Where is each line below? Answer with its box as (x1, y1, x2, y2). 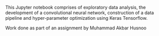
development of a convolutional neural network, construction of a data (5, 10, 154, 16)
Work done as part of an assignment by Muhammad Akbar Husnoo (5, 25, 147, 31)
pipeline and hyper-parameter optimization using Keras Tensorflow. (5, 15, 148, 21)
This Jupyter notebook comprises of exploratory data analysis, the (5, 5, 146, 10)
